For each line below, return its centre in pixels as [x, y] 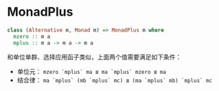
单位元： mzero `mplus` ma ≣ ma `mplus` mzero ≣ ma [92, 71]
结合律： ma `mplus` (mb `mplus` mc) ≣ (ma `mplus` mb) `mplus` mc [115, 80]
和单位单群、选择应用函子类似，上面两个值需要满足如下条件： [94, 57]
